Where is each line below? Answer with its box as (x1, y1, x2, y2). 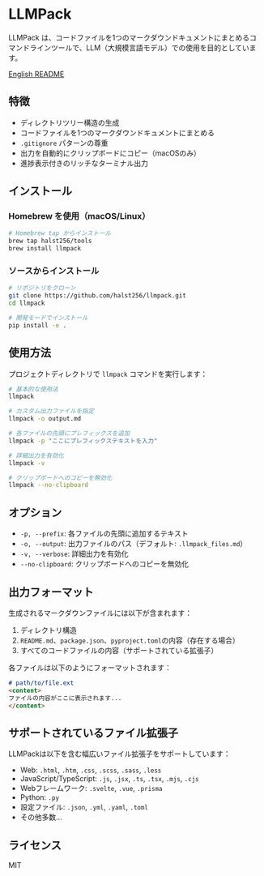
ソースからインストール (8, 265, 100, 276)
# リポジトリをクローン (8, 284, 76, 293)
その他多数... (19, 812, 62, 823)
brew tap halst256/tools (8, 237, 92, 246)
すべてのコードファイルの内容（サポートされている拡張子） (19, 645, 219, 655)
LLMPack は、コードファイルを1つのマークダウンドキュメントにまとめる (8, 32, 250, 42)
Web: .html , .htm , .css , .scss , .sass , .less (19, 765, 162, 775)
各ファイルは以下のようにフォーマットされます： (8, 662, 172, 673)
